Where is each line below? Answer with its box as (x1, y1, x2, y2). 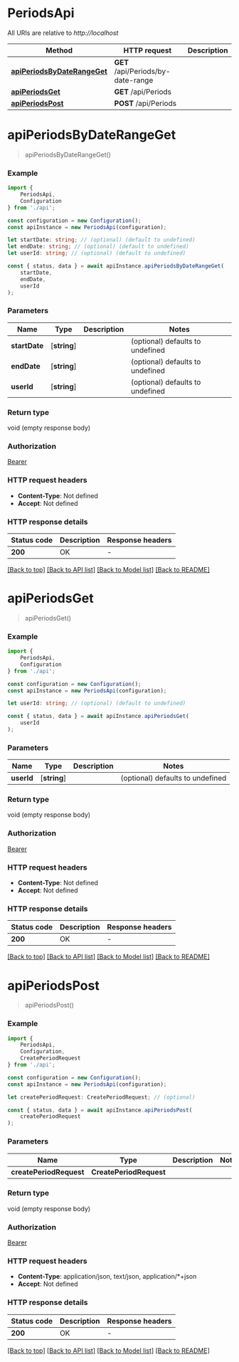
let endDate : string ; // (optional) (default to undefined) (7, 243, 190, 250)
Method (46, 45, 73, 55)
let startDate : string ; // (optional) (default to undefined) (7, 236, 196, 243)
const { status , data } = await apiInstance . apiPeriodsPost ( (7, 1107, 193, 1114)
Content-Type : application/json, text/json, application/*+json (17, 1272, 197, 1281)
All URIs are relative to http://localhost (7, 28, 119, 37)
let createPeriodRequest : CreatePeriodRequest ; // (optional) (7, 1094, 196, 1101)
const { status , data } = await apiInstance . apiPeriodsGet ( (7, 713, 190, 720)
